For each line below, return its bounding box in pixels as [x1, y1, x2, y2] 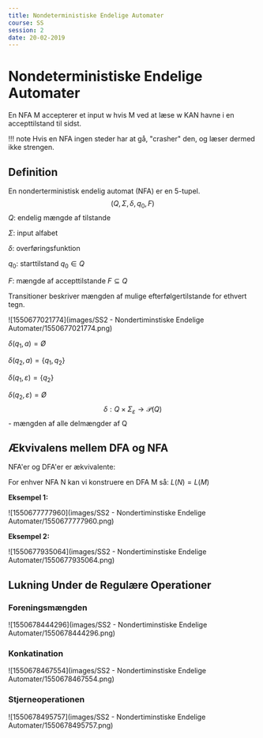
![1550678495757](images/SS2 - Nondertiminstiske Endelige [8, 712, 206, 721]
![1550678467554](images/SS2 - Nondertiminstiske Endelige [8, 666, 207, 676]
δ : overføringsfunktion [8, 243, 81, 253]
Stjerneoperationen [8, 694, 85, 705]
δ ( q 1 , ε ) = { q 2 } [8, 373, 54, 384]
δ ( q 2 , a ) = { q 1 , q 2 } [8, 356, 66, 367]
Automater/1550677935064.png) [8, 556, 115, 565]
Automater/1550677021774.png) [8, 323, 113, 332]
